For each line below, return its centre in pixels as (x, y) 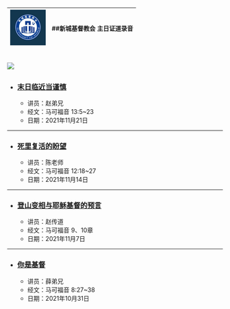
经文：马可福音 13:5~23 (61, 111)
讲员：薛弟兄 (45, 281)
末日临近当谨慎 (42, 87)
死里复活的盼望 (42, 146)
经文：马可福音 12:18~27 (62, 171)
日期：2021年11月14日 (58, 180)
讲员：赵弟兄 (45, 103)
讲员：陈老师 (45, 163)
